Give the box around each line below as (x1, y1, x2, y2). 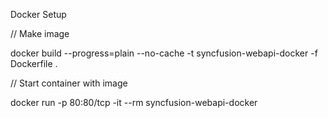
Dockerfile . (10, 58, 58, 69)
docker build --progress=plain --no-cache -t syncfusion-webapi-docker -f (10, 47, 318, 59)
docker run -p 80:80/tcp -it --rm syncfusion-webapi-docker (10, 97, 258, 108)
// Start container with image (10, 77, 128, 89)
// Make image (10, 28, 70, 39)
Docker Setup (10, 9, 67, 20)
